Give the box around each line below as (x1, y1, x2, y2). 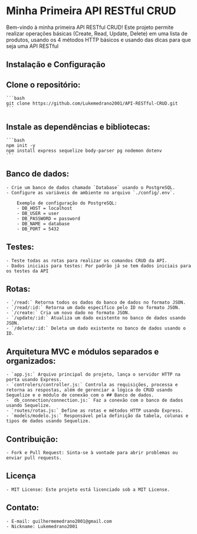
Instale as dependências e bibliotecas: (6, 122, 150, 132)
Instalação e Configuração (6, 60, 106, 70)
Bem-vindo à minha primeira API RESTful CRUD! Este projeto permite (6, 24, 174, 31)
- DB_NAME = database (17, 220, 70, 227)
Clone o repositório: (6, 80, 81, 90)
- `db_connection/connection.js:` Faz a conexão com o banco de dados (6, 398, 183, 403)
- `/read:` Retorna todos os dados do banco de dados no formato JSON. (6, 299, 186, 305)
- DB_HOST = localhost (17, 205, 73, 211)
